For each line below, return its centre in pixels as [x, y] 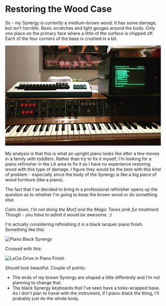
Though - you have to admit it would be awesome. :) [59, 215]
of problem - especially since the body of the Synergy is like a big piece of [81, 175]
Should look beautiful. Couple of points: [45, 268]
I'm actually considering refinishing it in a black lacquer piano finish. [74, 224]
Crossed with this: [23, 249]
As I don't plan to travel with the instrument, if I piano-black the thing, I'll [86, 293]
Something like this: [25, 230]
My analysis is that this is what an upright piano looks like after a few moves [82, 154]
